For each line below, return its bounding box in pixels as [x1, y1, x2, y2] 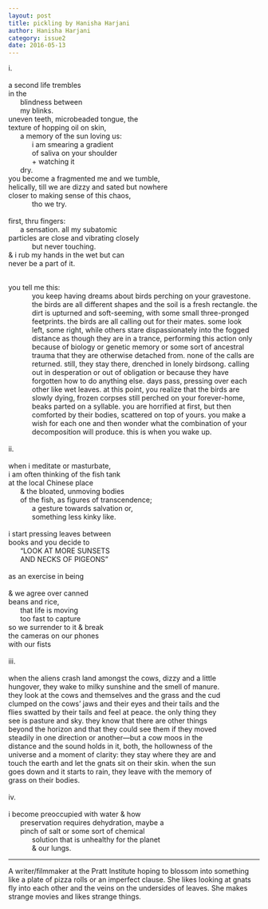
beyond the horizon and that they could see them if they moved [8, 724, 217, 734]
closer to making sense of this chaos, [8, 191, 132, 201]
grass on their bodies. [8, 775, 81, 785]
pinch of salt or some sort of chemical [19, 827, 145, 836]
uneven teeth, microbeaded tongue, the [8, 114, 139, 124]
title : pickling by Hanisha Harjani [8, 19, 130, 27]
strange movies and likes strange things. [8, 892, 142, 902]
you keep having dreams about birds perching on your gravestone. [31, 291, 251, 301]
